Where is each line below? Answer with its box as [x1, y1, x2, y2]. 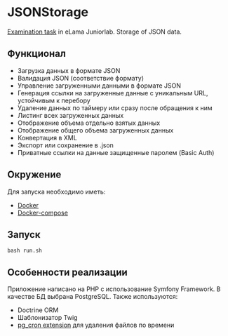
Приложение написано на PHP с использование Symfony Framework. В [7, 285, 221, 293]
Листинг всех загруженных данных [17, 111, 124, 119]
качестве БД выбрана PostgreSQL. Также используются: [7, 293, 178, 301]
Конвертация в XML [17, 133, 77, 142]
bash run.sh [7, 247, 42, 255]
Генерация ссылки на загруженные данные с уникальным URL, [17, 88, 208, 97]
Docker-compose [17, 208, 69, 217]
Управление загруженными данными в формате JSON [17, 81, 181, 90]
